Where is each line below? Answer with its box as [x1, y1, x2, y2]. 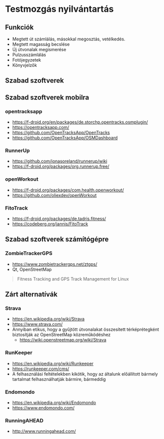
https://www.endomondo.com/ [12, 405, 75, 410]
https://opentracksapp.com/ [12, 125, 70, 130]
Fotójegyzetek [12, 57, 41, 63]
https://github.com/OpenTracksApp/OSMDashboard [12, 135, 118, 141]
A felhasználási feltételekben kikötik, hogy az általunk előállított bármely [12, 371, 158, 377]
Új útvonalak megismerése [12, 47, 66, 52]
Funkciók [5, 23, 34, 31]
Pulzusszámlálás [12, 52, 46, 58]
